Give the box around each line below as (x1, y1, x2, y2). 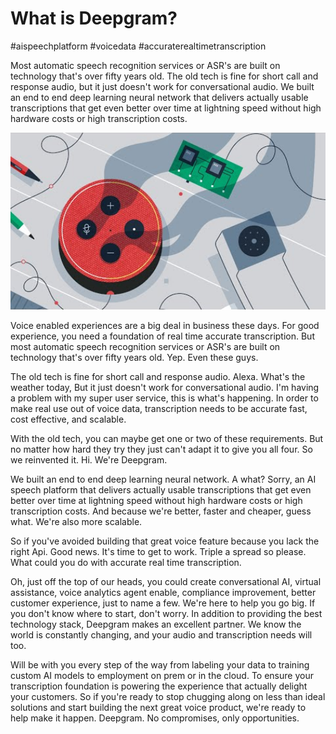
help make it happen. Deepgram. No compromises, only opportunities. (10, 712, 300, 724)
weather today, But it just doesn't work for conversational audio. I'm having (10, 382, 320, 394)
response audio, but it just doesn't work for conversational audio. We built (10, 80, 315, 92)
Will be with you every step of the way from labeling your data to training (10, 659, 310, 671)
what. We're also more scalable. (10, 516, 143, 528)
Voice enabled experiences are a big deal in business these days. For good (10, 320, 320, 332)
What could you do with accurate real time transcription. (10, 557, 242, 569)
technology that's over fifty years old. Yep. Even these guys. (10, 352, 259, 364)
